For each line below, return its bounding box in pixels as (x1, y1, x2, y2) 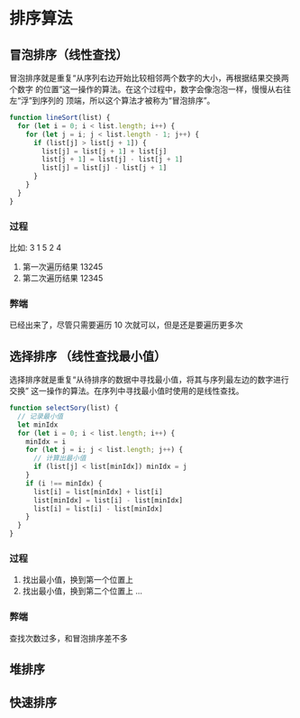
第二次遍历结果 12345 (22, 272, 104, 283)
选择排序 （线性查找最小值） (9, 348, 167, 364)
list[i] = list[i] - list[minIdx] (32, 504, 164, 513)
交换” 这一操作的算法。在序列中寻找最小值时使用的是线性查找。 (9, 385, 245, 397)
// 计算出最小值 (32, 454, 86, 463)
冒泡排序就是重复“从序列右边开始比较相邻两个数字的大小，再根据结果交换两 (9, 73, 290, 83)
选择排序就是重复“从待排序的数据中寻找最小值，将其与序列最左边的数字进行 (9, 374, 290, 385)
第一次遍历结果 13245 (22, 261, 104, 272)
